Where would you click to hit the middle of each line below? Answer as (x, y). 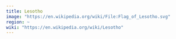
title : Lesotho (24, 11)
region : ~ (18, 22)
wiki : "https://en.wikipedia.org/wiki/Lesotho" (65, 27)
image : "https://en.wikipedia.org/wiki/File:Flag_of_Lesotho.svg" (88, 17)
